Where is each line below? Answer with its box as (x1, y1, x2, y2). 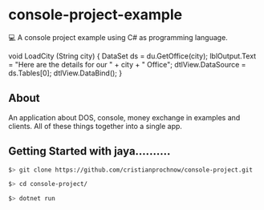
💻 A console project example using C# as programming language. (8, 32, 229, 42)
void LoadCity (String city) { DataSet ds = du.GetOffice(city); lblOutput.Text (8, 50, 257, 61)
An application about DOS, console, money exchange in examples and (8, 112, 241, 122)
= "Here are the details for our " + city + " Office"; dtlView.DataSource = (8, 59, 246, 69)
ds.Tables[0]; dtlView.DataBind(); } (8, 68, 123, 78)
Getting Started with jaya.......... (8, 144, 171, 158)
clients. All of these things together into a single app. (8, 121, 183, 131)
